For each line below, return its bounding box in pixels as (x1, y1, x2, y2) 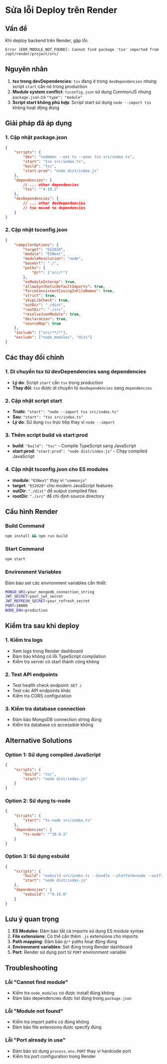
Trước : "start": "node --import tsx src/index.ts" (12, 408, 119, 415)
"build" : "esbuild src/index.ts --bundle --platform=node (23, 873, 146, 878)
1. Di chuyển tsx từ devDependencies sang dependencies (5, 368, 147, 375)
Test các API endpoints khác (12, 687, 71, 693)
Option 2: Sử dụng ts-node (5, 797, 71, 804)
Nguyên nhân (5, 65, 48, 74)
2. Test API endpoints (5, 671, 58, 678)
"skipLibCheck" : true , (23, 298, 70, 303)
